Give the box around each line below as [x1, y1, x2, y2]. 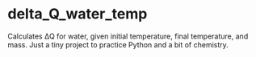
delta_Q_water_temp [7, 5, 148, 23]
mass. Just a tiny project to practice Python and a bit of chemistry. [7, 39, 229, 49]
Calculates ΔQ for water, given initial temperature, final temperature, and [7, 31, 249, 41]
